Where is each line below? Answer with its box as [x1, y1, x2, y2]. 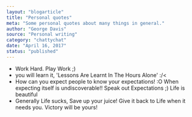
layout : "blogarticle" [6, 8, 64, 15]
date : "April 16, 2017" [6, 43, 67, 49]
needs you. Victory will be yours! [15, 104, 98, 111]
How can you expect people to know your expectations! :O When [15, 78, 179, 85]
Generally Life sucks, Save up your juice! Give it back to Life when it [15, 97, 186, 104]
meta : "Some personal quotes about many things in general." [6, 20, 165, 26]
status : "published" [6, 48, 59, 55]
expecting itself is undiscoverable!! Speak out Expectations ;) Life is [15, 84, 185, 92]
